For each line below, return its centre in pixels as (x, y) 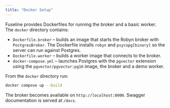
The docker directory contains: (37, 30)
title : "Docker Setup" (29, 10)
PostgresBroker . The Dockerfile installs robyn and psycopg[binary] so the (89, 45)
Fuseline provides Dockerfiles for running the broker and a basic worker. (81, 24)
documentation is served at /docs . (41, 100)
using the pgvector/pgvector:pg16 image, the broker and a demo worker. (88, 66)
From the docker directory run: (37, 76)
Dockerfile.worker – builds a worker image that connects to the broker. (87, 56)
